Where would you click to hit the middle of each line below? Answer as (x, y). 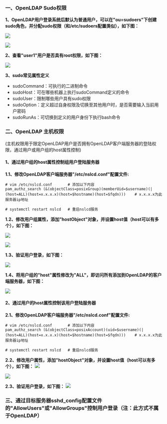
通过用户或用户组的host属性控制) (47, 150)
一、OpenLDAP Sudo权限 (36, 8)
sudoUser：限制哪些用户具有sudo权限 (52, 99)
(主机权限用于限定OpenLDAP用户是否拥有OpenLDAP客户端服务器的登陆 (79, 143)
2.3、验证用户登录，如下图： (35, 386)
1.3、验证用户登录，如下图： (34, 255)
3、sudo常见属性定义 (27, 76)
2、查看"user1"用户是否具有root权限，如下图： (54, 56)
